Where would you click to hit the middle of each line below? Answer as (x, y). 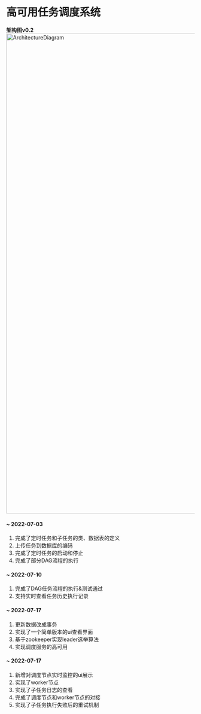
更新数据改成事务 (36, 624)
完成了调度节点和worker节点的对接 (57, 697)
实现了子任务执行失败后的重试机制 (57, 704)
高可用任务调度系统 (54, 12)
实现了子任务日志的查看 (44, 689)
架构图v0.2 (20, 30)
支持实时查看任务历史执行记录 (51, 596)
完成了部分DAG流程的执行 (47, 561)
